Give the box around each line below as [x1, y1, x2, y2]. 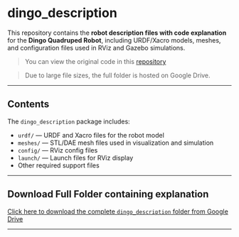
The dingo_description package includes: [7, 117, 130, 126]
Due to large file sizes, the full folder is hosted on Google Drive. [24, 71, 211, 79]
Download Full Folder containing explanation [7, 188, 209, 200]
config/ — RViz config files [17, 145, 98, 154]
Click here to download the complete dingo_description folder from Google [7, 207, 229, 216]
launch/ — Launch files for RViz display [17, 153, 134, 162]
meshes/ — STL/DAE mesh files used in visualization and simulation [17, 138, 214, 147]
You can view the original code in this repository [24, 57, 166, 65]
